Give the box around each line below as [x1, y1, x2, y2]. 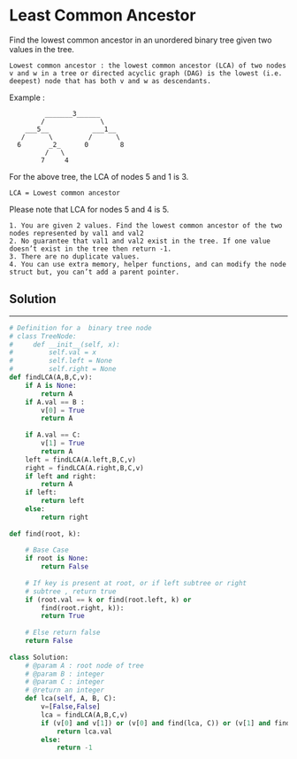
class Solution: [9, 653, 69, 662]
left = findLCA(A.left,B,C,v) [25, 455, 137, 464]
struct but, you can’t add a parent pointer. [9, 267, 179, 276]
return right [41, 513, 89, 522]
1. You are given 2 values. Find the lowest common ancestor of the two [9, 221, 283, 230]
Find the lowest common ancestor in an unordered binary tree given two [9, 35, 272, 45]
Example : [9, 92, 46, 103]
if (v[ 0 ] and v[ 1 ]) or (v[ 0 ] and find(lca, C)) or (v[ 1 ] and [41, 718, 271, 727]
